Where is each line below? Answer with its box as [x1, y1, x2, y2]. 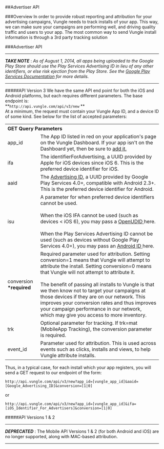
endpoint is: [5, 98, 29, 104]
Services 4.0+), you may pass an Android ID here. [40, 243, 155, 249]
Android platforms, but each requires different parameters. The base [5, 93, 143, 98]
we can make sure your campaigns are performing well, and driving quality [5, 24, 156, 30]
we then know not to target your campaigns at [40, 287, 146, 294]
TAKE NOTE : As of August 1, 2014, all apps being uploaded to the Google [5, 58, 154, 64]
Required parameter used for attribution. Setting [40, 250, 150, 257]
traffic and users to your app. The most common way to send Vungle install [5, 29, 157, 35]
